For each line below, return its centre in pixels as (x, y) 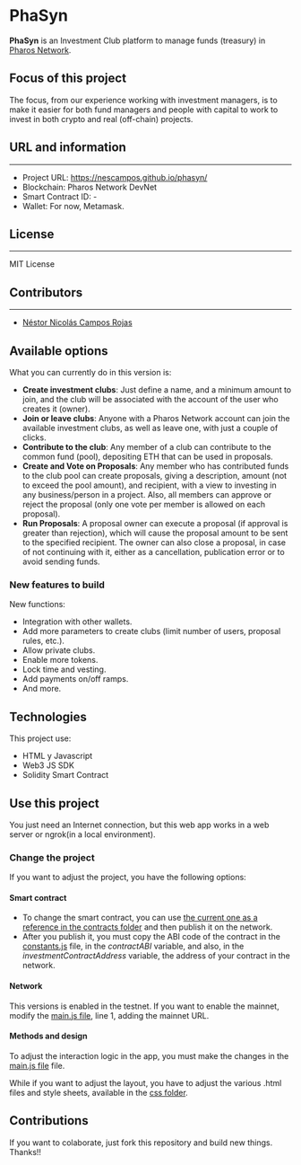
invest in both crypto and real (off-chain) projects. (101, 119)
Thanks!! (26, 1152)
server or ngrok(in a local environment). (82, 834)
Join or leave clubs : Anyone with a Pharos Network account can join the (156, 418)
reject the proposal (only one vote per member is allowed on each (144, 504)
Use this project (55, 803)
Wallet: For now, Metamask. (73, 206)
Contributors (46, 292)
